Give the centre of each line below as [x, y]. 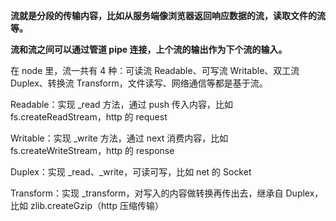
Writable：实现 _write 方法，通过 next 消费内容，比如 [119, 138]
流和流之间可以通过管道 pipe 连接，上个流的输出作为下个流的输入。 [149, 49]
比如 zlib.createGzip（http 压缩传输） [87, 205]
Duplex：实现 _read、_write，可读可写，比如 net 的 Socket [131, 172]
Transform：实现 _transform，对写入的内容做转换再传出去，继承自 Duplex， [167, 193]
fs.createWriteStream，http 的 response [92, 150]
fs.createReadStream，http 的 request [89, 117]
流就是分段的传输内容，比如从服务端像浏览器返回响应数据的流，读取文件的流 [168, 15]
